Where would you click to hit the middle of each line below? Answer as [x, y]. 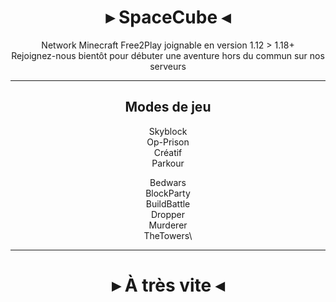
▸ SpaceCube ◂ [168, 17]
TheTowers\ [168, 235]
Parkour [168, 163]
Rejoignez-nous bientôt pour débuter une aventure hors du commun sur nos [168, 55]
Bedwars [168, 182]
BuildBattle [168, 203]
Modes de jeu [168, 107]
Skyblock [168, 131]
